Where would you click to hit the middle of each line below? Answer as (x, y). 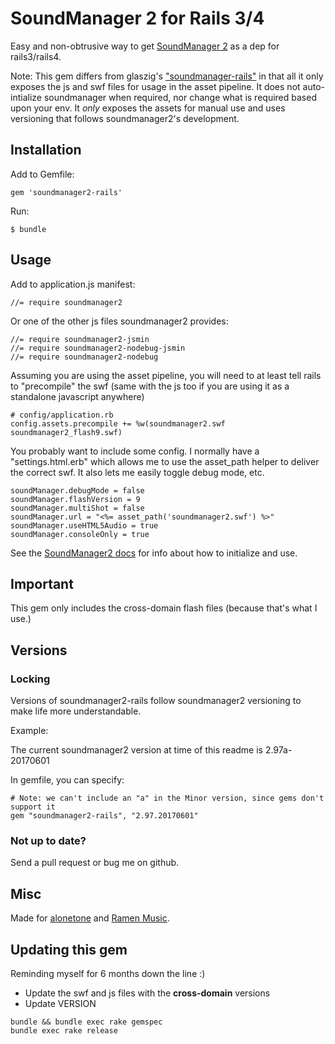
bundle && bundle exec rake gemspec (86, 1022)
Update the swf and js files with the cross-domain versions (147, 993)
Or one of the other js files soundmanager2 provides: (119, 321)
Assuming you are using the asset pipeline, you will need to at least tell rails (166, 375)
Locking (30, 679)
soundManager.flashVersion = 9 (75, 499)
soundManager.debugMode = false (77, 490)
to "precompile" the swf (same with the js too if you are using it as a (150, 386)
